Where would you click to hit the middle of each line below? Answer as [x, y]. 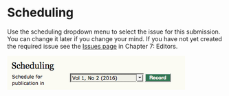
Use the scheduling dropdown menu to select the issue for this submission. [114, 32]
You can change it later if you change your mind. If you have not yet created [115, 38]
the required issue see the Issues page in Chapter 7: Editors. [92, 46]
